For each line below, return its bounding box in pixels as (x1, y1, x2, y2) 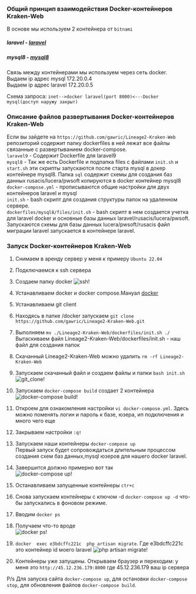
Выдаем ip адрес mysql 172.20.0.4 (6, 75, 92, 82)
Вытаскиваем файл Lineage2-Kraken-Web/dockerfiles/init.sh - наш (15, 335, 181, 342)
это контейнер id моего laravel (15, 546, 92, 553)
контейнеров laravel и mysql (6, 189, 77, 196)
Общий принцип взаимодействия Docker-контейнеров (6, 5, 173, 13)
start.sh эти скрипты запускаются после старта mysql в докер (6, 164, 166, 171)
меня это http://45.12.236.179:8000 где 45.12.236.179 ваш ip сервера (15, 564, 190, 571)
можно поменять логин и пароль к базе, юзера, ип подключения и (15, 411, 184, 418)
